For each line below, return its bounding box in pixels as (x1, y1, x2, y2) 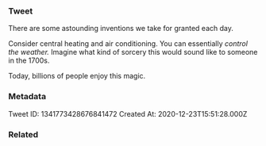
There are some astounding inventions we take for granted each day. (8, 24, 234, 33)
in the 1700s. (8, 56, 50, 65)
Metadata (8, 91, 46, 102)
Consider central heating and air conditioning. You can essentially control (8, 39, 249, 48)
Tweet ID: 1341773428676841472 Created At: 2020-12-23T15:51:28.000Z (8, 109, 248, 118)
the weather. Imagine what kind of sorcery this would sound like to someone (8, 48, 258, 57)
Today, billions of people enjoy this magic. (8, 71, 146, 81)
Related (8, 129, 39, 140)
